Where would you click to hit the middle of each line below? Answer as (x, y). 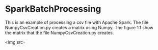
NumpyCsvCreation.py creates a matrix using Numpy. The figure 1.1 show (79, 27)
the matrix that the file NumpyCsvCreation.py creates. (60, 33)
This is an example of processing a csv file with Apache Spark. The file (77, 22)
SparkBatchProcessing (53, 9)
